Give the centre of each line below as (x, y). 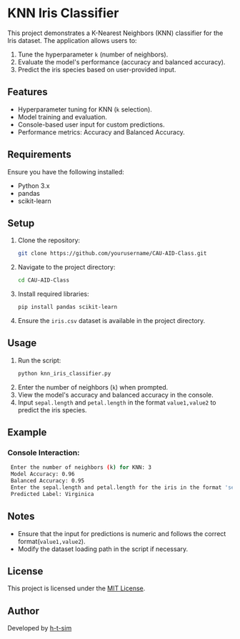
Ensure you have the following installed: (66, 172)
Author (23, 611)
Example (27, 433)
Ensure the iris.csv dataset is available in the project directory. (111, 321)
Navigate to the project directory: (66, 267)
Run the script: (39, 360)
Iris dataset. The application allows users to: (72, 40)
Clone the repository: (49, 240)
